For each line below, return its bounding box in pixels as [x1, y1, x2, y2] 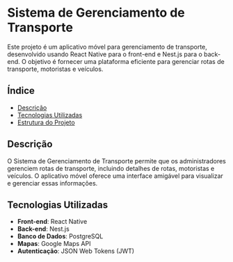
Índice [7, 85, 35, 97]
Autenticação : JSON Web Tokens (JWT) [17, 247, 134, 255]
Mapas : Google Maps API [17, 240, 91, 248]
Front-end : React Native [17, 218, 88, 226]
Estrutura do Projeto [17, 118, 75, 126]
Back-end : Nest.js [17, 224, 70, 234]
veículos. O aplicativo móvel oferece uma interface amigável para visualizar [7, 172, 224, 180]
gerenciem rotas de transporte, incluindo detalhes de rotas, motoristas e [7, 164, 215, 172]
